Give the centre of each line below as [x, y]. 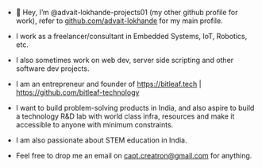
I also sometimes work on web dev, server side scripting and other [125, 60]
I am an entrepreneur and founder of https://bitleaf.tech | [108, 84]
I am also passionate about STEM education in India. [101, 140]
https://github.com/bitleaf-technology [77, 92]
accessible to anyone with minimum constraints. [94, 125]
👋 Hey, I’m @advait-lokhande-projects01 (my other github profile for [127, 12]
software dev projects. [52, 68]
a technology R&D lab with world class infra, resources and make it [125, 116]
